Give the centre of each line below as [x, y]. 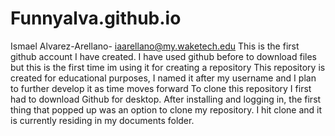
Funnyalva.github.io [96, 18]
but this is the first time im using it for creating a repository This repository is [168, 67]
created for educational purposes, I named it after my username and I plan [163, 78]
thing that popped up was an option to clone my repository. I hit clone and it [166, 109]
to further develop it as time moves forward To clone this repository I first [161, 88]
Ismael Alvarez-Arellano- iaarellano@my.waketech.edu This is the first [155, 46]
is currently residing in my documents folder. [102, 120]
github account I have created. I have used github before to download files [163, 56]
